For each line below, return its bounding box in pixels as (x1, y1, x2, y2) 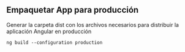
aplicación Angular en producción (6, 28, 92, 35)
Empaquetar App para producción (6, 5, 139, 15)
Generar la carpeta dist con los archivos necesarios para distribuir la (6, 21, 179, 28)
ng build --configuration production (6, 39, 103, 45)
